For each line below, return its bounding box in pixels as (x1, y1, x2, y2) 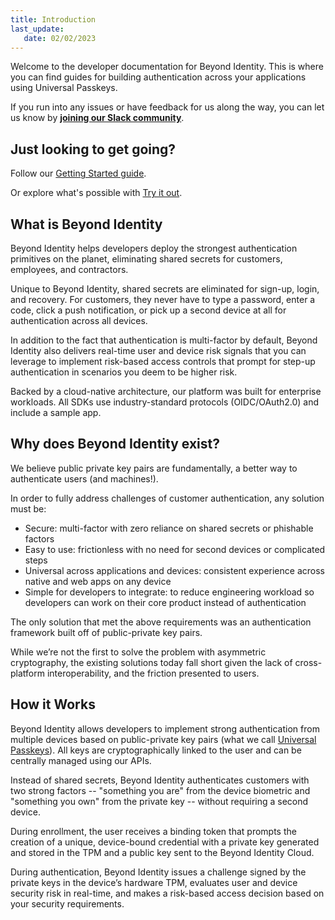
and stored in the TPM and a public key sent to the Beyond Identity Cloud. (10, 846, 315, 858)
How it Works (10, 696, 96, 713)
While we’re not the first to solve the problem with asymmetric (10, 646, 267, 658)
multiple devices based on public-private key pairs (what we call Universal (10, 733, 317, 745)
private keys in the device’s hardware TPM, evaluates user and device (10, 876, 298, 888)
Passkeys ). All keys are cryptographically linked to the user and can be (10, 744, 302, 756)
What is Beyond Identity (10, 216, 163, 233)
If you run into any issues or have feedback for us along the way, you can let (10, 101, 325, 113)
